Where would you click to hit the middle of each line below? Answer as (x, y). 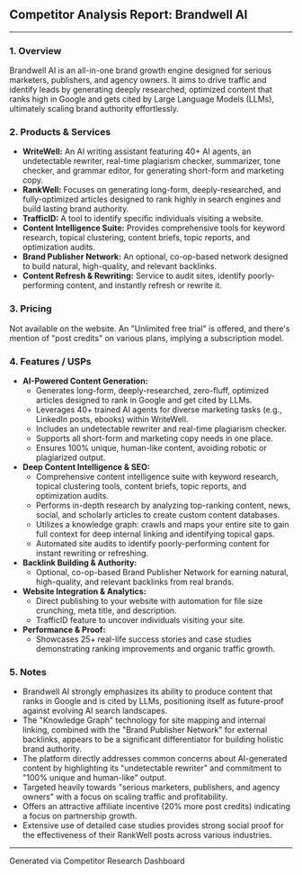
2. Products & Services (60, 132)
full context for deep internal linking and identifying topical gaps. (155, 534)
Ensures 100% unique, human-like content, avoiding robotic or (151, 448)
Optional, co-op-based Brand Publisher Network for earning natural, (162, 572)
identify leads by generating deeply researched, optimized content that (141, 90)
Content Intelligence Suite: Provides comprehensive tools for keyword (154, 228)
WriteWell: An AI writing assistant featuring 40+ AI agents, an (137, 151)
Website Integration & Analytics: (84, 591)
